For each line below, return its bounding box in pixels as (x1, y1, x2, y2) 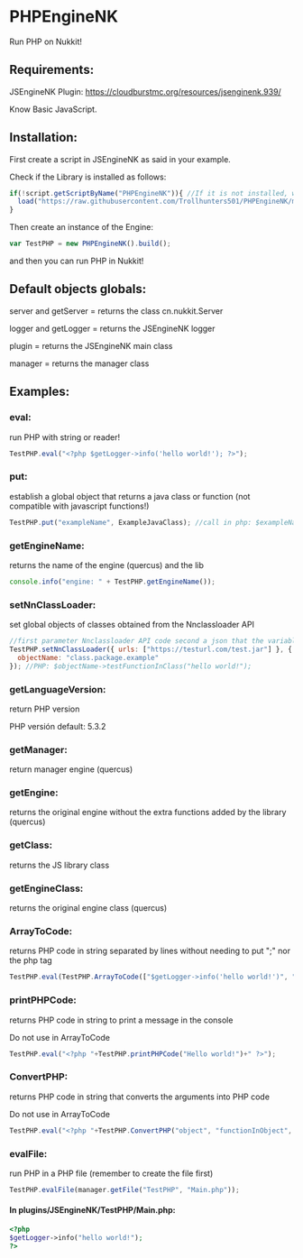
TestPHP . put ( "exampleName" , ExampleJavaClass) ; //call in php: (9, 518, 252, 527)
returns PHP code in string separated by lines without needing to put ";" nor (9, 945, 291, 957)
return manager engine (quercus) (9, 764, 133, 775)
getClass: (9, 839, 52, 851)
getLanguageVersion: (9, 683, 106, 695)
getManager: (9, 743, 68, 756)
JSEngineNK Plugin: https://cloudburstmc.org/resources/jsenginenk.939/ (9, 86, 281, 96)
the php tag (9, 955, 52, 966)
